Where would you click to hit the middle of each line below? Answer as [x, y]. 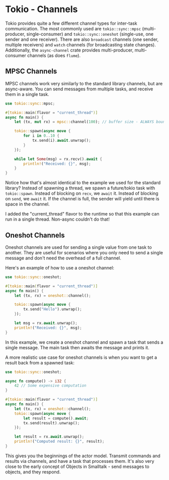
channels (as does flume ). [54, 55]
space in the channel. [27, 204]
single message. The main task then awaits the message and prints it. [77, 347]
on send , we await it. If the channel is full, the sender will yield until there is [82, 199]
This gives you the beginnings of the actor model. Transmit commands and [83, 456]
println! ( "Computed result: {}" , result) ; [59, 442]
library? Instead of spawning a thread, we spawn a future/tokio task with [80, 188]
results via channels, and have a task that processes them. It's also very [80, 461]
